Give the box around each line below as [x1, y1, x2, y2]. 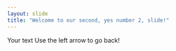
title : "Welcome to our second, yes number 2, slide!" [7, 17, 170, 24]
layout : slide [7, 10, 49, 17]
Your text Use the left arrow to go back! [7, 36, 120, 44]
